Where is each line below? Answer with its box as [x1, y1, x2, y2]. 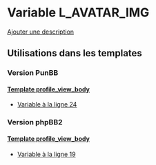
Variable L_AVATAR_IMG [7, 5, 150, 21]
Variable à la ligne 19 [17, 150, 76, 158]
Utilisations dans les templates [7, 47, 143, 59]
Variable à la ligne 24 [17, 100, 77, 109]
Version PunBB [7, 68, 59, 78]
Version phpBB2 [7, 118, 64, 127]
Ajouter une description [7, 27, 75, 36]
